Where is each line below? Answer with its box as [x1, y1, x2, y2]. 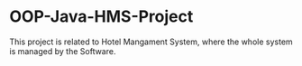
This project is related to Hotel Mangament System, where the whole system [9, 36, 293, 47]
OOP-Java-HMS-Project [9, 6, 194, 27]
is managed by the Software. [9, 45, 116, 56]
